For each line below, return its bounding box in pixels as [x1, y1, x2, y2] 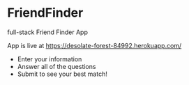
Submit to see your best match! [17, 70, 108, 78]
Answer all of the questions [17, 62, 96, 70]
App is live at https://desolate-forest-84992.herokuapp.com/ [7, 41, 182, 49]
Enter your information [17, 54, 82, 63]
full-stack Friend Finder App [7, 28, 89, 36]
